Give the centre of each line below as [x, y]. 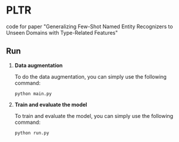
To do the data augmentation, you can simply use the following [91, 76]
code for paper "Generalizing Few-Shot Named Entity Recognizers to [89, 26]
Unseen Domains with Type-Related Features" [62, 32]
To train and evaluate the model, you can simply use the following [94, 116]
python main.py [33, 94]
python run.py [32, 133]
